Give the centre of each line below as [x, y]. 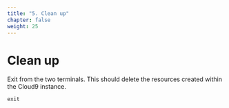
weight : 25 [23, 26]
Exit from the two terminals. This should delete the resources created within [115, 79]
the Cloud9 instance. [37, 87]
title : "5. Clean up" [38, 13]
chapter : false [29, 20]
